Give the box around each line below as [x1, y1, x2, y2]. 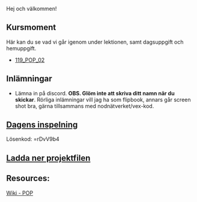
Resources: [6, 173, 50, 183]
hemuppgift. [6, 44, 37, 52]
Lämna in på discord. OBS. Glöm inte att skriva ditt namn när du [14, 89, 175, 97]
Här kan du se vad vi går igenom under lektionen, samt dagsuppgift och [6, 38, 184, 46]
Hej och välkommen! [6, 5, 57, 12]
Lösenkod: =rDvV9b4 [6, 135, 60, 143]
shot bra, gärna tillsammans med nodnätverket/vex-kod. [14, 102, 154, 110]
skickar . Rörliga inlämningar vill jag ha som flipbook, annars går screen [14, 96, 191, 103]
